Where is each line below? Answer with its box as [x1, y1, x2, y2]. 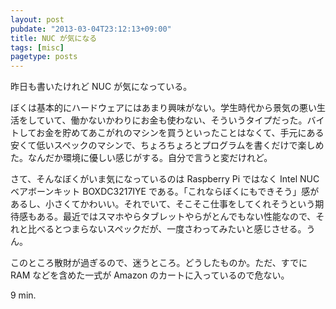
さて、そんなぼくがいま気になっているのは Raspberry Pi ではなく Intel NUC [10, 173, 320, 185]
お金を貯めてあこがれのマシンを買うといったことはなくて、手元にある [36, 127, 325, 139]
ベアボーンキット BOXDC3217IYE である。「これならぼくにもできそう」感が [10, 186, 320, 198]
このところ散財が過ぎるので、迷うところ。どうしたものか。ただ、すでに [10, 257, 308, 269]
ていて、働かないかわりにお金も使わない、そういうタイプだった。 [36, 114, 308, 126]
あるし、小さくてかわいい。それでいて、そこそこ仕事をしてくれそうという [10, 198, 316, 210]
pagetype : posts [10, 52, 78, 62]
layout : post [10, 14, 65, 25]
